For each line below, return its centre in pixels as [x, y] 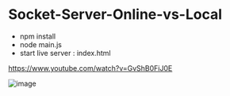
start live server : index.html [65, 53]
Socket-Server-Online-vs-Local [115, 15]
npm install [38, 36]
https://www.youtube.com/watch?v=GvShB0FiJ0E [90, 68]
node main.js [40, 44]
